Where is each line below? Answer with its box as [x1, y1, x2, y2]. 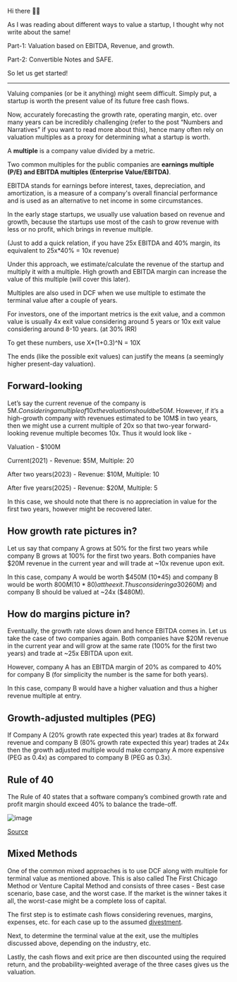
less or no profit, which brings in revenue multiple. [7, 225, 153, 233]
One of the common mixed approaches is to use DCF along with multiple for [7, 866, 228, 875]
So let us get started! [7, 69, 68, 77]
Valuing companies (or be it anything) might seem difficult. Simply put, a [7, 89, 217, 97]
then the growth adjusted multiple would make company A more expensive [7, 746, 224, 755]
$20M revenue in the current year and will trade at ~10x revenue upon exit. [7, 558, 225, 568]
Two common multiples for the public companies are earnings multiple [7, 160, 214, 169]
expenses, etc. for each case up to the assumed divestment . [7, 918, 183, 926]
